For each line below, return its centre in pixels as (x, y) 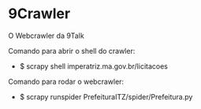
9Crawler (39, 14)
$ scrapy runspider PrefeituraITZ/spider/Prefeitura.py (106, 96)
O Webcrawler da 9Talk (46, 36)
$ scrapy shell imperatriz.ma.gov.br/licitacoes (93, 66)
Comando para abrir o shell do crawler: (72, 51)
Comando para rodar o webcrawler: (66, 81)
